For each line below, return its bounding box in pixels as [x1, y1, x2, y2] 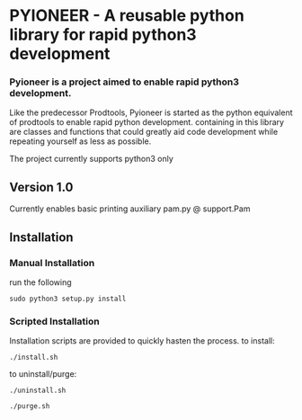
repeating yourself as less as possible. [9, 136, 152, 147]
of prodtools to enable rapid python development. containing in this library [9, 117, 285, 128]
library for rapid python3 [9, 24, 197, 45]
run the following [9, 276, 72, 288]
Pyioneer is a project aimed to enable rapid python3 [9, 76, 240, 88]
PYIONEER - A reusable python [9, 5, 244, 26]
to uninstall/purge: [9, 369, 77, 380]
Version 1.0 [9, 179, 74, 194]
